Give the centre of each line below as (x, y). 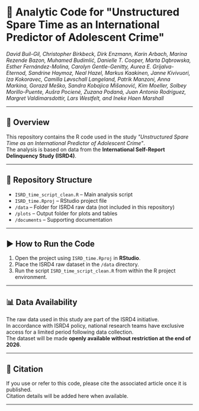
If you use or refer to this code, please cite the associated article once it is (97, 383)
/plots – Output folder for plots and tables (66, 213)
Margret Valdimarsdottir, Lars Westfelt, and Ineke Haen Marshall (85, 98)
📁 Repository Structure (49, 180)
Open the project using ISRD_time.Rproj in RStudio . (78, 258)
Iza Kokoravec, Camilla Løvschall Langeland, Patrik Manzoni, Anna (88, 79)
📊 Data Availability (42, 302)
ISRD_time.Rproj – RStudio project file (61, 200)
